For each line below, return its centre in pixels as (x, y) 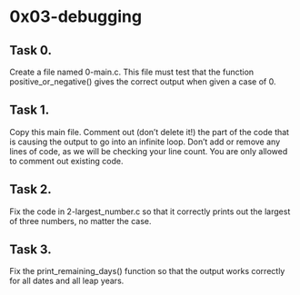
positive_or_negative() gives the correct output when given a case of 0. (143, 82)
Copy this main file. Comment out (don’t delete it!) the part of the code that (149, 132)
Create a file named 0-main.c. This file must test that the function (132, 72)
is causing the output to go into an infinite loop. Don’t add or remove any (145, 142)
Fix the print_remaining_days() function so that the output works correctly (147, 271)
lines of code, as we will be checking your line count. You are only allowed (149, 151)
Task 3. (30, 250)
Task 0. (31, 50)
